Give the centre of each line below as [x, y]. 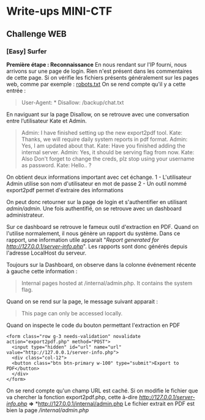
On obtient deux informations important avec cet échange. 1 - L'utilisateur [99, 177]
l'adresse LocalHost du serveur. [47, 253]
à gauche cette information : [42, 271]
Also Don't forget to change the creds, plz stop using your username [108, 159]
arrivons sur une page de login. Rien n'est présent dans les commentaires [99, 71]
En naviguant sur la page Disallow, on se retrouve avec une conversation [98, 114]
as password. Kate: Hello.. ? [56, 165]
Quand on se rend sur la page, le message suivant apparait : [82, 301]
